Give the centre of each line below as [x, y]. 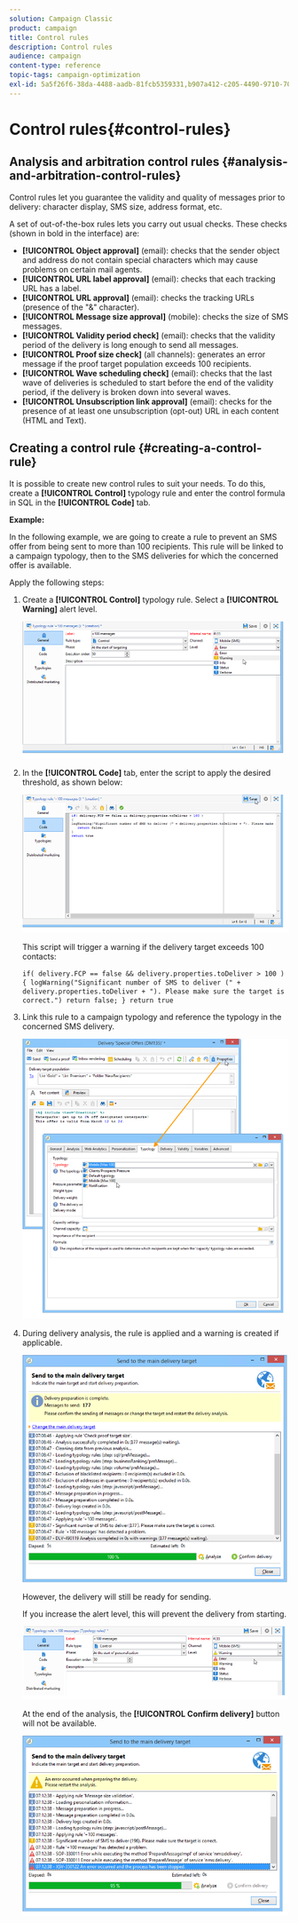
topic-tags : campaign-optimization [75, 75]
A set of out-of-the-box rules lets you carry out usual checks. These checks [148, 224]
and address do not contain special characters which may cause [140, 260]
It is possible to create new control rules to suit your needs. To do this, [137, 483]
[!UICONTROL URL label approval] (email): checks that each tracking [149, 279]
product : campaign [43, 28]
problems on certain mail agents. [82, 269]
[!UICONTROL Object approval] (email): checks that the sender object [151, 250]
